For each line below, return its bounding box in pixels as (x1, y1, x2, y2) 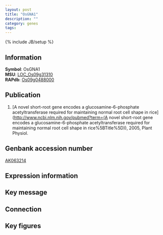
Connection (5, 205, 42, 213)
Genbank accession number (5, 145, 93, 153)
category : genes (5, 21, 38, 26)
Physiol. (12, 130, 28, 136)
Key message (5, 188, 47, 197)
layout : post (5, 7, 32, 12)
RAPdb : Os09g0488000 (5, 77, 55, 83)
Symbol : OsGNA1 (5, 66, 40, 72)
